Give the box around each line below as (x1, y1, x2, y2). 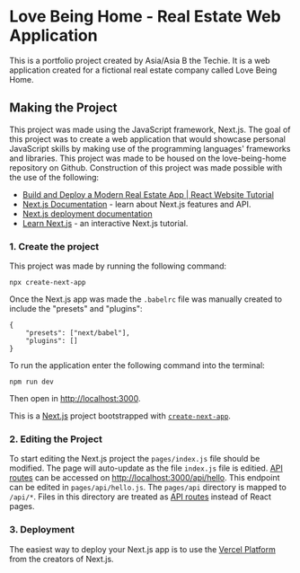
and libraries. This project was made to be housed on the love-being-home (9, 153, 287, 163)
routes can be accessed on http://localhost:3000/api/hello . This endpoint (9, 472, 280, 483)
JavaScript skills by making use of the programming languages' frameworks (9, 143, 291, 154)
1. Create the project (9, 240, 100, 252)
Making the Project (9, 101, 119, 116)
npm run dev (9, 377, 54, 387)
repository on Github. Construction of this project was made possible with (9, 162, 283, 172)
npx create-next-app (9, 278, 87, 287)
